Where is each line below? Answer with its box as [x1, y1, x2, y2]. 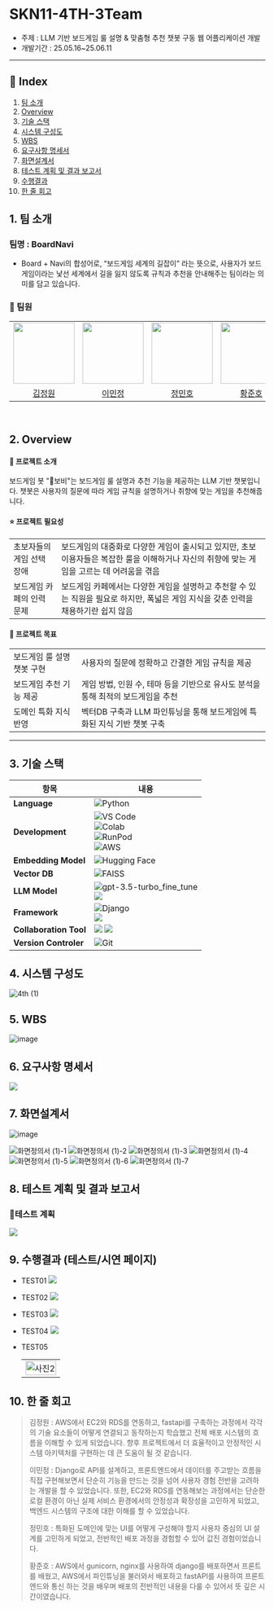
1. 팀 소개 [9, 213, 52, 226]
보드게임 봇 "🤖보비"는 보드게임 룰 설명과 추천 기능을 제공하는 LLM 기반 [9, 476, 233, 486]
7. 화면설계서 [9, 1107, 70, 1121]
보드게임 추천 [13, 678, 61, 689]
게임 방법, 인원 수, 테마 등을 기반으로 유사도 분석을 [80, 678, 261, 689]
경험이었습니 [221, 1533, 262, 1544]
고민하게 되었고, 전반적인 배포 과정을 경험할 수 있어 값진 [44, 1533, 220, 1544]
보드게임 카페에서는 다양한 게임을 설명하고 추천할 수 [61, 580, 247, 591]
